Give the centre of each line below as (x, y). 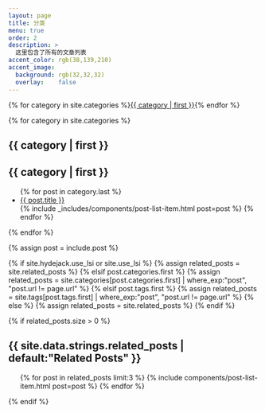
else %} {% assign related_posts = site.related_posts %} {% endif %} (122, 305)
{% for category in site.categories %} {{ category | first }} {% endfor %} (124, 105)
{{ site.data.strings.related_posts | (96, 346)
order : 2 (23, 38)
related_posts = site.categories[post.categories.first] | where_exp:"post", (128, 280)
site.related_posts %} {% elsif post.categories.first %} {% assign (114, 271)
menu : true (26, 30)
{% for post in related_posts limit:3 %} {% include (101, 377)
